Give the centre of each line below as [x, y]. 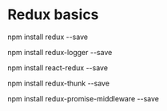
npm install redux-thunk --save [58, 83]
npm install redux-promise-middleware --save [83, 98]
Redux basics [53, 15]
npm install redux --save [48, 37]
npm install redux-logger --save [60, 52]
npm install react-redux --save [58, 67]
